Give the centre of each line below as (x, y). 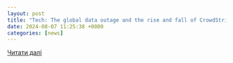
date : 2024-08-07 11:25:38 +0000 (55, 26)
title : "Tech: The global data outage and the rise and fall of (102, 20)
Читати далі (25, 53)
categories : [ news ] (35, 33)
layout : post (26, 13)
